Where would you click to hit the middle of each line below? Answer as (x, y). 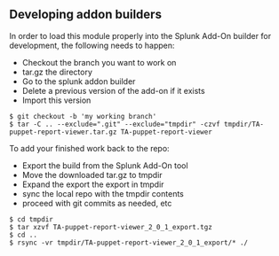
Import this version (56, 100)
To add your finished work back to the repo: (90, 148)
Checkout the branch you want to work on (99, 62)
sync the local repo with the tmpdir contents (103, 193)
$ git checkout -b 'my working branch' (83, 116)
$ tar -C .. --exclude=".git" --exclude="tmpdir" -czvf (115, 124)
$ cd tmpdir (31, 219)
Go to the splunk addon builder (79, 81)
